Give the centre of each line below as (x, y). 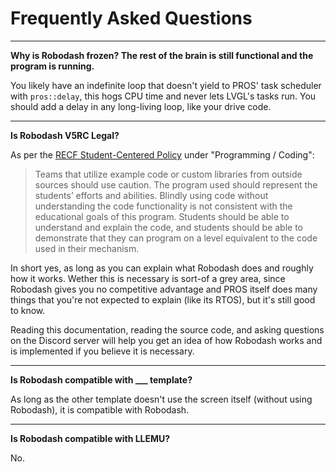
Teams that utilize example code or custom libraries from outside (168, 174)
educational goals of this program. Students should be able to (162, 216)
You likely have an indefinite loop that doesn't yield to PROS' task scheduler (166, 85)
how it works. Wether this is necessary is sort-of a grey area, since (148, 278)
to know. (28, 310)
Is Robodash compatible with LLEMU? (90, 438)
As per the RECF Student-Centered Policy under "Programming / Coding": (162, 154)
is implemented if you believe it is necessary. (102, 351)
